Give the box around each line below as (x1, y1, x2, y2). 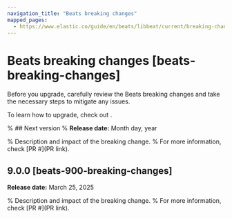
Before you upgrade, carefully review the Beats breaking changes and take (7, 90, 220, 99)
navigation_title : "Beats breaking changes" (7, 10, 137, 17)
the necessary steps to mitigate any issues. (7, 97, 130, 106)
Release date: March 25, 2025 (7, 184, 95, 192)
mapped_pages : (7, 17, 48, 23)
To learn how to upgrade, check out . (7, 111, 113, 119)
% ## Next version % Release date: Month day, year (7, 124, 157, 132)
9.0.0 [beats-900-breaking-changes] (7, 165, 173, 177)
